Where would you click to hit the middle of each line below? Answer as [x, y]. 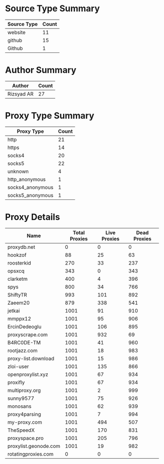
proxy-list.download [31, 358]
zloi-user [18, 366]
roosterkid [19, 263]
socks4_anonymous [31, 187]
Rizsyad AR [20, 94]
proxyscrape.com [28, 335]
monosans [20, 406]
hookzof [17, 255]
